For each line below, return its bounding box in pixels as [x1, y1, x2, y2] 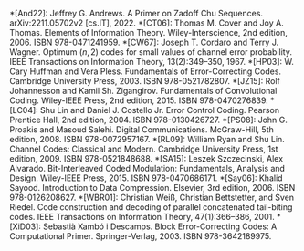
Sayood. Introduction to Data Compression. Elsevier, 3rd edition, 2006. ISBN [9, 183, 296, 193]
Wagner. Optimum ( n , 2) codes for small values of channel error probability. [9, 47, 292, 58]
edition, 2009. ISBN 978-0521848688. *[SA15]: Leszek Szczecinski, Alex [9, 153, 284, 163]
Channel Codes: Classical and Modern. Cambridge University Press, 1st [9, 143, 278, 154]
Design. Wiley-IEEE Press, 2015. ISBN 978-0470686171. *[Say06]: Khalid [9, 173, 283, 183]
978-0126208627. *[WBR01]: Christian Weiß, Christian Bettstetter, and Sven [9, 192, 295, 203]
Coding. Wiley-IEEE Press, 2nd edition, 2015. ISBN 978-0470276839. [9, 95, 269, 106]
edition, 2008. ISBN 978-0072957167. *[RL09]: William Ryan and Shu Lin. [9, 134, 285, 144]
